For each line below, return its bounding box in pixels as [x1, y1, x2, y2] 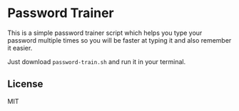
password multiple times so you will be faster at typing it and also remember [7, 36, 232, 44]
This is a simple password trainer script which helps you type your [7, 28, 203, 37]
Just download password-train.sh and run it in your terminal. [7, 57, 186, 65]
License [7, 78, 44, 90]
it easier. [7, 43, 33, 52]
